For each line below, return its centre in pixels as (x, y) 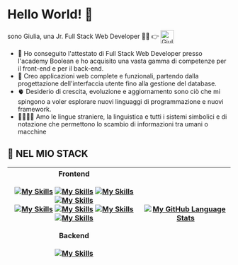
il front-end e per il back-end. (61, 68)
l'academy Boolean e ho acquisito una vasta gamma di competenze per (122, 61)
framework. (34, 109)
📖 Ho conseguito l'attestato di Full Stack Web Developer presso (110, 53)
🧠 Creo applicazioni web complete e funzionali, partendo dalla (108, 76)
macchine (32, 131)
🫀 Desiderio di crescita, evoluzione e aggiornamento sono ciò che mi (119, 91)
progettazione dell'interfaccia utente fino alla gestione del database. (117, 83)
